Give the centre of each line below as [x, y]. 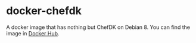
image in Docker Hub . [33, 33]
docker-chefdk [44, 11]
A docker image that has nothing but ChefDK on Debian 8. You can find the [98, 27]
